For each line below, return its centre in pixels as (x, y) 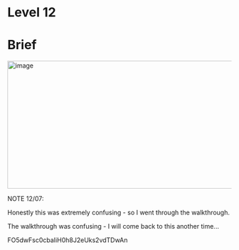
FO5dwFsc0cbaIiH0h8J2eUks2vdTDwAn (68, 240)
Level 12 (32, 12)
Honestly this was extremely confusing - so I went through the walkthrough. (118, 213)
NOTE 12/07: (26, 199)
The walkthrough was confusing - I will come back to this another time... (113, 226)
